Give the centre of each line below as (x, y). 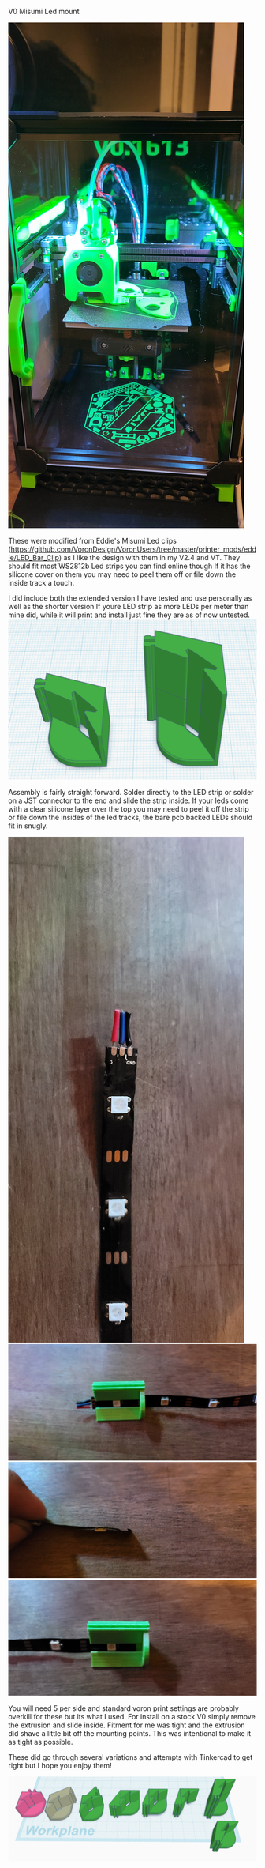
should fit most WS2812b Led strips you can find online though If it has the (129, 566)
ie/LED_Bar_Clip (34, 557)
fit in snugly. (28, 826)
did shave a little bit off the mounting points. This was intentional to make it (130, 1734)
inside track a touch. (41, 583)
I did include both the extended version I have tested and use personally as (130, 598)
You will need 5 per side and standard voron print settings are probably (123, 1708)
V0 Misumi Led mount (44, 11)
